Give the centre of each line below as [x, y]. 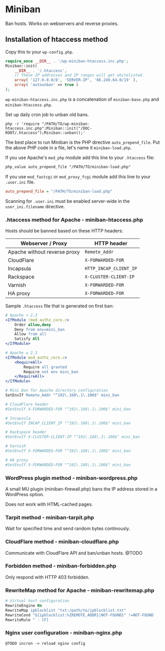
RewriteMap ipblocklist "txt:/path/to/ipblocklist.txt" [66, 610]
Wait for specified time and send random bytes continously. [68, 529]
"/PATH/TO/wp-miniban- [66, 124]
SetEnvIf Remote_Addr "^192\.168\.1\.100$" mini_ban [62, 395]
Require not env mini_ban [51, 372]
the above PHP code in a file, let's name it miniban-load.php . [68, 147]
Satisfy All [27, 339]
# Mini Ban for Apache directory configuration [57, 391]
